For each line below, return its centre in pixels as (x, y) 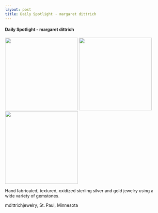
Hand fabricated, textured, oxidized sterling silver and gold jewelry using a (79, 190)
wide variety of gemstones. (32, 196)
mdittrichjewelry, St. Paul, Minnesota (42, 205)
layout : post (18, 9)
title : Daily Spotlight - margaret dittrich (51, 14)
